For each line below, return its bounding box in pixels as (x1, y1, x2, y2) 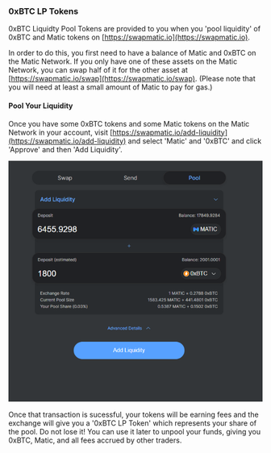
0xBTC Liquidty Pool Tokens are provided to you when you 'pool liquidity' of (8, 24, 261, 34)
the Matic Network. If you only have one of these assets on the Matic (8, 56, 238, 66)
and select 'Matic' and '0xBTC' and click (127, 135, 262, 146)
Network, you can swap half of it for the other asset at (8, 65, 188, 75)
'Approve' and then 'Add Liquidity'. (8, 144, 123, 154)
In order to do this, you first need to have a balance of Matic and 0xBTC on (8, 48, 256, 58)
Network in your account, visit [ (8, 127, 113, 137)
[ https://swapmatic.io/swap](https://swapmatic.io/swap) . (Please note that (8, 74, 256, 84)
